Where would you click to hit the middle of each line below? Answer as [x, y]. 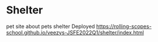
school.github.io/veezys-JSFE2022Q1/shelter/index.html [75, 32]
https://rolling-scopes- [124, 26]
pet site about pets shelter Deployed [50, 26]
